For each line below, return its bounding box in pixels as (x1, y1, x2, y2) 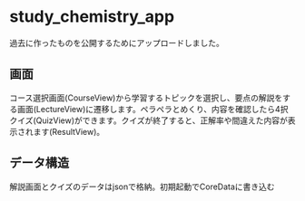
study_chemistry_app (9, 6, 175, 27)
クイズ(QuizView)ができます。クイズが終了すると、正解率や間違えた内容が (9, 115, 288, 126)
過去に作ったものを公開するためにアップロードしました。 (9, 37, 224, 48)
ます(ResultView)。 (33, 126, 105, 137)
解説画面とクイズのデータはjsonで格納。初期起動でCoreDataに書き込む (9, 181, 275, 192)
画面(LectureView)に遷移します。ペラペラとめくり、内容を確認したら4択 (16, 103, 289, 114)
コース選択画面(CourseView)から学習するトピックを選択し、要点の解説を (9, 92, 283, 103)
